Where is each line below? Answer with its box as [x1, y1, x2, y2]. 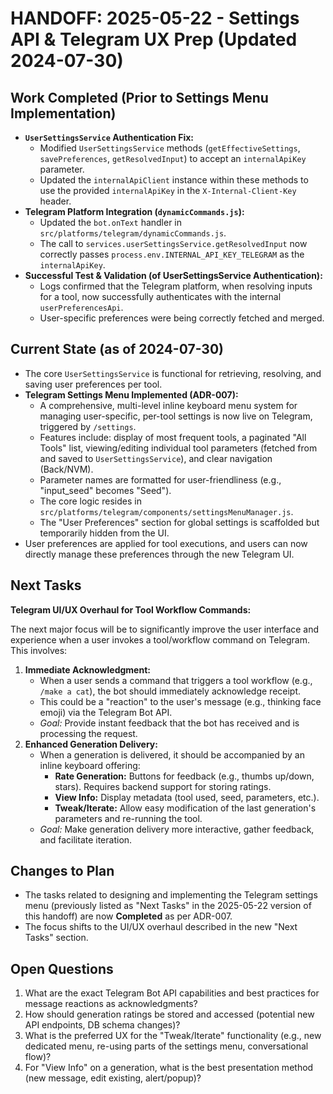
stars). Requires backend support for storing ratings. [54, 780, 272, 792]
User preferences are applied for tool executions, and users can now [24, 537, 308, 549]
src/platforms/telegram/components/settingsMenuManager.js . [39, 505, 294, 517]
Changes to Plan [10, 863, 115, 880]
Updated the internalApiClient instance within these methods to [39, 174, 309, 186]
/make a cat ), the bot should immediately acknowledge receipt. [39, 685, 302, 697]
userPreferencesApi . [39, 302, 124, 313]
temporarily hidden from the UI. [39, 527, 170, 539]
